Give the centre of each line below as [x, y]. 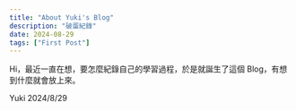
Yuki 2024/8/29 [38, 98]
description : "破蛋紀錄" [53, 26]
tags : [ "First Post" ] [50, 43]
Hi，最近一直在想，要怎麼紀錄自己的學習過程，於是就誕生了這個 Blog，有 [144, 69]
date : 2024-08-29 [42, 34]
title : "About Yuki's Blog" [62, 17]
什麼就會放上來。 [48, 81]
